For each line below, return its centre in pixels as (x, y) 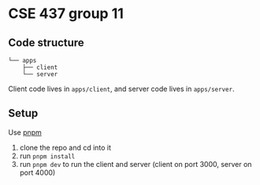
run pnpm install (47, 156)
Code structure (46, 43)
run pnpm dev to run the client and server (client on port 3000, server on (136, 164)
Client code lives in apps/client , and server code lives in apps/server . (121, 89)
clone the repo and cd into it (65, 147)
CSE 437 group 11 (66, 14)
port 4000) (37, 172)
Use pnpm (25, 132)
